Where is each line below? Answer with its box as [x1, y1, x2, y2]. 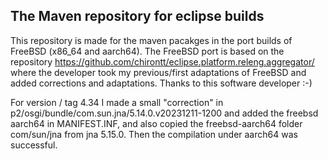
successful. [10, 139, 58, 151]
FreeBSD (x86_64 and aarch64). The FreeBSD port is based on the [10, 45, 285, 57]
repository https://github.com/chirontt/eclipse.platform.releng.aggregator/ [10, 55, 315, 68]
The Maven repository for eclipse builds [10, 8, 265, 25]
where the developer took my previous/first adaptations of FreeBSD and [10, 66, 307, 78]
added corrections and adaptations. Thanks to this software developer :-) [10, 77, 313, 89]
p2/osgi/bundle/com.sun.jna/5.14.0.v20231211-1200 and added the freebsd [10, 107, 319, 119]
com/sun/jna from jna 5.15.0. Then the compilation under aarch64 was [10, 128, 298, 140]
